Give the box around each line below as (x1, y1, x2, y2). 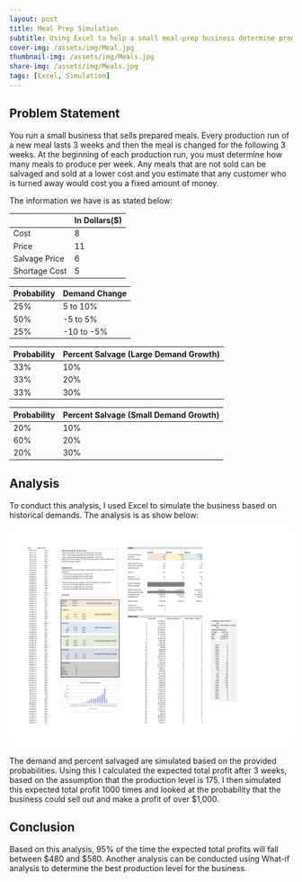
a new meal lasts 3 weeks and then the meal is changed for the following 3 (9, 139, 286, 150)
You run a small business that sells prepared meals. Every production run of (9, 130, 289, 140)
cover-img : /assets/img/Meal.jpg (9, 43, 135, 52)
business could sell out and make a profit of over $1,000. (9, 794, 220, 805)
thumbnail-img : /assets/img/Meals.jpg (9, 52, 155, 62)
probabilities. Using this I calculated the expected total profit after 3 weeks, (9, 765, 288, 776)
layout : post (9, 14, 58, 23)
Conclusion (9, 820, 75, 835)
